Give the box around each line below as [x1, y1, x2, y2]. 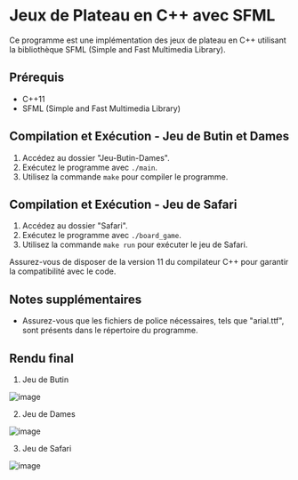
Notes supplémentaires [9, 292, 142, 307]
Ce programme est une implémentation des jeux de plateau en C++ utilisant [9, 35, 286, 45]
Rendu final [9, 350, 74, 365]
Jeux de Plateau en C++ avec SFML [9, 5, 276, 26]
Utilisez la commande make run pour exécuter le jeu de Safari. [21, 239, 248, 250]
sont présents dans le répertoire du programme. [21, 325, 198, 336]
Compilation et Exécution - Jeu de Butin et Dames [9, 129, 290, 144]
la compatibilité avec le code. [9, 266, 117, 276]
